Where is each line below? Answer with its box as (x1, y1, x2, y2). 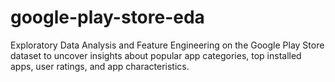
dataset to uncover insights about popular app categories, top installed (10, 49, 302, 61)
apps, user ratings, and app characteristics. (10, 60, 190, 72)
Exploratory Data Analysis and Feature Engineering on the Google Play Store (10, 39, 325, 51)
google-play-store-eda (10, 6, 205, 29)
